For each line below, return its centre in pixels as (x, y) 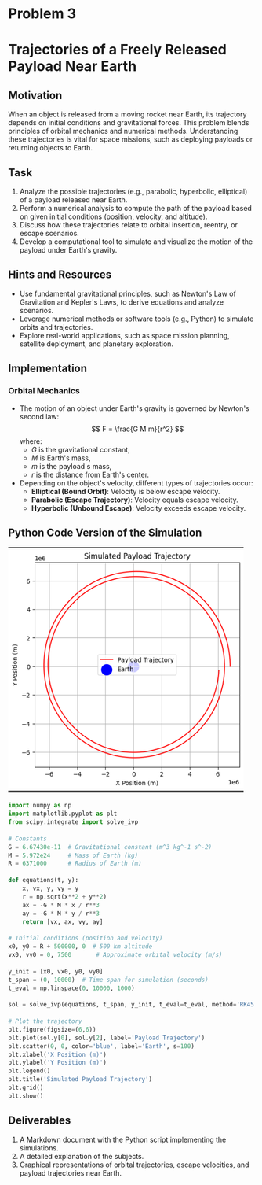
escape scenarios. (49, 233)
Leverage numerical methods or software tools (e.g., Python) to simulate (136, 319)
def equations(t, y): (44, 880)
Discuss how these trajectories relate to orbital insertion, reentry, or (128, 225)
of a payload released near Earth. (73, 200)
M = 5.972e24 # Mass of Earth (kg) (73, 855)
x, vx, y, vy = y (51, 889)
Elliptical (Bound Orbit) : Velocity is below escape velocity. (126, 491)
